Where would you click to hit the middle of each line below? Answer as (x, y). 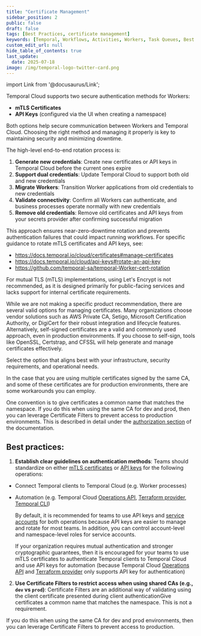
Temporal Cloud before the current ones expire (73, 168)
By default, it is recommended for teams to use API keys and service (100, 515)
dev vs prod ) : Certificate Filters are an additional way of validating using (103, 590)
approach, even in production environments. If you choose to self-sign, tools (101, 336)
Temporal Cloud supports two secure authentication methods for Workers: (98, 96)
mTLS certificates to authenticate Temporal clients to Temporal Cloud (101, 559)
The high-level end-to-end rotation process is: (64, 150)
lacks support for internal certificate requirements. (68, 292)
